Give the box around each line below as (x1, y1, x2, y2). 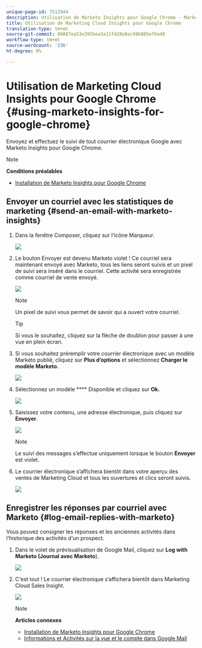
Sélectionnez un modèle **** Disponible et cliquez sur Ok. (14, 385, 161, 392)
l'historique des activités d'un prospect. (6, 535, 105, 542)
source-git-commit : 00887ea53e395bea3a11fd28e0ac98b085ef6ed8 (6, 31, 165, 37)
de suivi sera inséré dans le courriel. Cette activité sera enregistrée (14, 267, 182, 274)
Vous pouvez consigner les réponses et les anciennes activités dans (6, 528, 176, 535)
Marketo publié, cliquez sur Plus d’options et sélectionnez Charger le (14, 356, 188, 363)
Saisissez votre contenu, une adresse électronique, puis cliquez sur (14, 408, 183, 416)
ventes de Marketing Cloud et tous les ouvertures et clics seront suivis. (14, 474, 191, 481)
